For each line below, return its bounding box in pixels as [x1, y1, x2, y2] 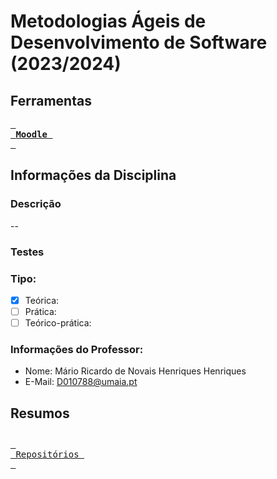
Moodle [15, 129, 48, 140]
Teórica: [24, 294, 60, 306]
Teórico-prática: [24, 317, 92, 329]
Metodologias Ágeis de [10, 10, 207, 33]
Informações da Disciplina [10, 167, 177, 184]
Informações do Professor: [10, 343, 144, 357]
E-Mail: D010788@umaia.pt [24, 376, 138, 388]
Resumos [10, 405, 70, 422]
